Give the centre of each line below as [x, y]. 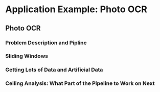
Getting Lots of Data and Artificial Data [54, 70]
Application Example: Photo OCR [76, 9]
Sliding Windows [27, 56]
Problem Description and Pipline [46, 43]
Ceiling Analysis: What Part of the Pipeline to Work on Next [80, 83]
